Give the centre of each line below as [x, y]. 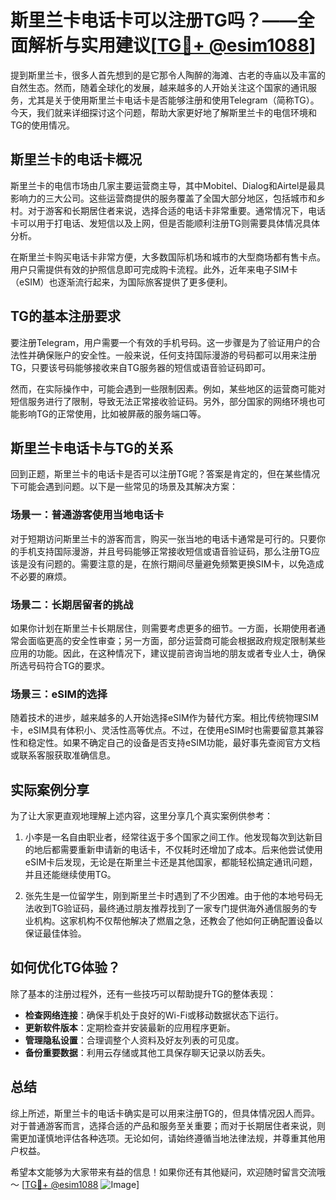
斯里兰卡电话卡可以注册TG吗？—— [154, 20]
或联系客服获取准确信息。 [63, 755]
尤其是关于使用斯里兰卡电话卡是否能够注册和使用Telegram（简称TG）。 [173, 100]
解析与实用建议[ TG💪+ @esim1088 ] [172, 45]
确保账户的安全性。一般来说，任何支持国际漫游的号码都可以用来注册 [176, 355]
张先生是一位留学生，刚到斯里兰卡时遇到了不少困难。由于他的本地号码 [169, 896]
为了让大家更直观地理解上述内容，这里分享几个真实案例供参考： [141, 816]
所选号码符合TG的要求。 [60, 665]
